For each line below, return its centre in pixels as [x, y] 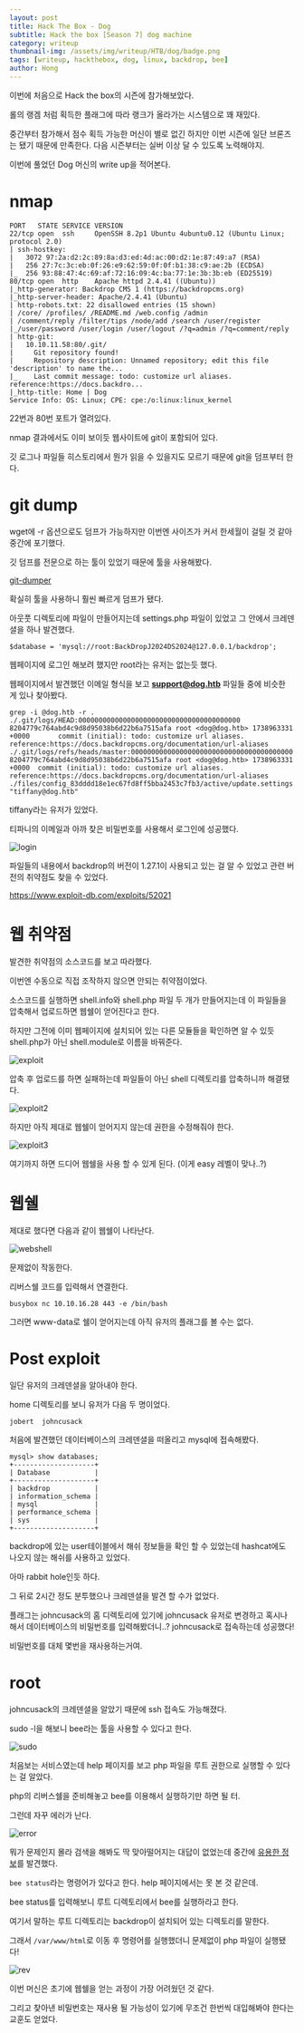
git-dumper [30, 580]
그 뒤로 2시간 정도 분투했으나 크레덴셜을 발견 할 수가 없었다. [114, 1595]
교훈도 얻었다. [34, 2018]
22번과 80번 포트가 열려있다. [60, 418]
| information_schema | [54, 1496]
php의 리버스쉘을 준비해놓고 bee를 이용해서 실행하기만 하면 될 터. [125, 1796]
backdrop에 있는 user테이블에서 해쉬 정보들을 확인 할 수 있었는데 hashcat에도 [148, 1545]
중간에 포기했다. [38, 542]
